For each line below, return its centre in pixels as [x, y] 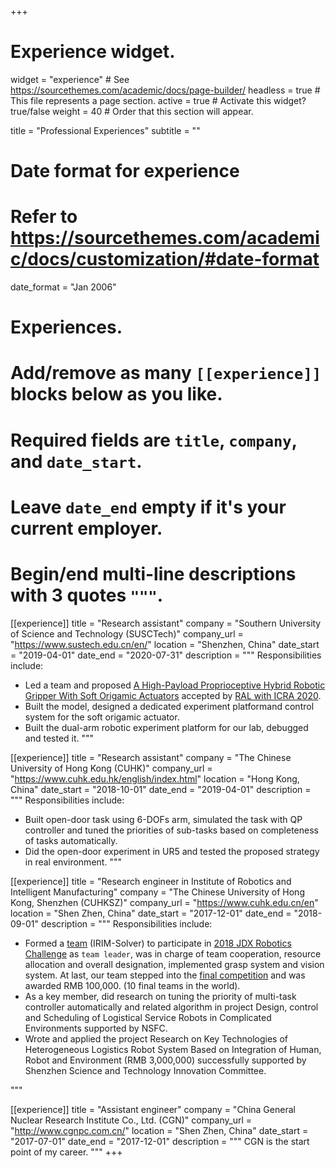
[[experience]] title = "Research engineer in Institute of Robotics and [151, 881]
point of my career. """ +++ [66, 1152]
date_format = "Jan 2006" [63, 287]
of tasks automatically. [71, 840]
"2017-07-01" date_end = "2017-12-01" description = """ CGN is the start [160, 1141]
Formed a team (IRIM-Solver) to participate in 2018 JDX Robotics [158, 943]
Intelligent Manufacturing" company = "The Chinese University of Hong [157, 892]
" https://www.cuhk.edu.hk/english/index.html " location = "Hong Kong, [155, 778]
